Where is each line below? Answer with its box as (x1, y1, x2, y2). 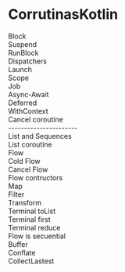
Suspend (8, 39, 37, 49)
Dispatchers (8, 56, 47, 66)
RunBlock (8, 48, 39, 57)
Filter (8, 190, 25, 199)
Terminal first (8, 214, 51, 224)
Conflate (8, 248, 36, 257)
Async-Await (8, 89, 49, 99)
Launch (8, 64, 33, 74)
